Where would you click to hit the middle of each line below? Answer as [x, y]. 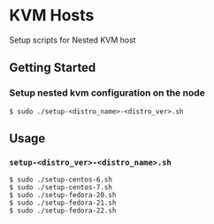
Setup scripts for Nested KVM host [73, 40]
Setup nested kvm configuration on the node [107, 93]
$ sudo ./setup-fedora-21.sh [63, 203]
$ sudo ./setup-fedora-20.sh [63, 196]
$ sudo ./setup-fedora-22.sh [63, 211]
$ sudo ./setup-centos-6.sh [61, 180]
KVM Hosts [52, 15]
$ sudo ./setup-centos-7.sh [61, 188]
